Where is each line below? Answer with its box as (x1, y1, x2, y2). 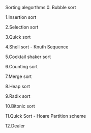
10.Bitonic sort (5, 103, 36, 109)
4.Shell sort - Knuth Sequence (5, 44, 69, 50)
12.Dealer (5, 123, 25, 129)
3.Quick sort (5, 34, 31, 40)
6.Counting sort (5, 64, 38, 69)
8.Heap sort (5, 84, 31, 89)
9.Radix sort (5, 93, 31, 99)
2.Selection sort (5, 24, 39, 30)
